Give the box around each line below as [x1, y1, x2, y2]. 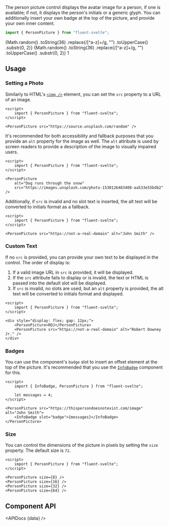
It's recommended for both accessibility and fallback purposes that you [5, 133, 154, 139]
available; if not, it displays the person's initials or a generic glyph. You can [5, 10, 160, 16]
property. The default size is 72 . [5, 447, 71, 453]
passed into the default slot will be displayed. [12, 280, 107, 286]
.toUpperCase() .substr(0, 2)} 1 [5, 50, 69, 56]
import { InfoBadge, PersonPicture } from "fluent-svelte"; [14, 384, 143, 389]
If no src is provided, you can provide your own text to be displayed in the [5, 254, 159, 260]
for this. [5, 370, 22, 376]
